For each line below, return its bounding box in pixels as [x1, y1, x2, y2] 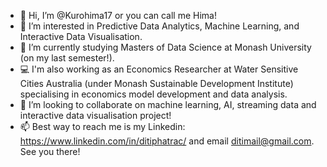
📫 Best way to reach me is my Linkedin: [19, 121, 186, 132]
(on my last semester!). [19, 52, 115, 64]
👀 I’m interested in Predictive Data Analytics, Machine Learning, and [19, 20, 300, 32]
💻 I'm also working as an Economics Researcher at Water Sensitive [19, 63, 299, 75]
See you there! [19, 146, 81, 157]
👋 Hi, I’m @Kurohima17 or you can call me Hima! [19, 10, 218, 21]
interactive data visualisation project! [19, 110, 172, 121]
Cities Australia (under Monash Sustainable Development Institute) [19, 78, 294, 89]
